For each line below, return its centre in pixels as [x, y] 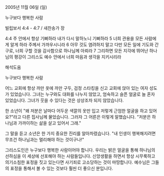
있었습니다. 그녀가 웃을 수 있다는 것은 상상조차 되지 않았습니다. [64, 100]
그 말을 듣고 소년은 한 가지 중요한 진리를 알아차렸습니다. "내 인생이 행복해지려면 [80, 133]
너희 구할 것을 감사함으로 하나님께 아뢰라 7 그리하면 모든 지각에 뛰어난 [82, 51]
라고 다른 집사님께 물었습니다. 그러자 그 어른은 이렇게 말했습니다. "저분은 [82, 117]
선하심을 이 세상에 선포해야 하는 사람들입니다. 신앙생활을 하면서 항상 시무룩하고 [80, 156]
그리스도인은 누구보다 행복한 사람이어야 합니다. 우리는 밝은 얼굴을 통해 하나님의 [80, 150]
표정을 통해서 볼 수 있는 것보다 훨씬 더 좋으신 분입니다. [62, 168]
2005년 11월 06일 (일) [26, 7]
